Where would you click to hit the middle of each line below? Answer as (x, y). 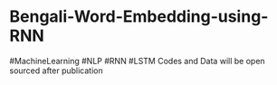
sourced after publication (56, 71)
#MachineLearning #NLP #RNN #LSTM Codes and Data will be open (137, 61)
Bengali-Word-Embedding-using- (139, 17)
